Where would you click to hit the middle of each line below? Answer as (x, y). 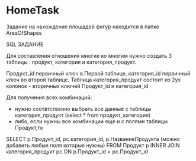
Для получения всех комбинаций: (49, 97)
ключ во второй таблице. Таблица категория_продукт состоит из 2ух (94, 80)
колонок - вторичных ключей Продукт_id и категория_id (77, 86)
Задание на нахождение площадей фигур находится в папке (83, 27)
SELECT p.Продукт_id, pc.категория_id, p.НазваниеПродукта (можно (93, 139)
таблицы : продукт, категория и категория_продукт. (71, 62)
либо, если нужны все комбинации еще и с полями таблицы (91, 121)
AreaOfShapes (24, 32)
